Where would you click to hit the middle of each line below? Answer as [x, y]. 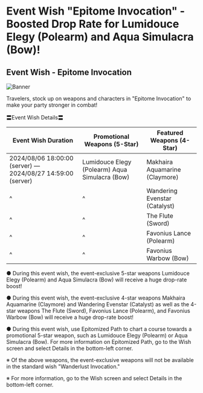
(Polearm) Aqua [105, 170]
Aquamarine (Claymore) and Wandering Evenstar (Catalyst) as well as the [98, 304]
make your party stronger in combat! [52, 105]
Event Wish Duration [43, 140]
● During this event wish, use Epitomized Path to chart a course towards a [99, 329]
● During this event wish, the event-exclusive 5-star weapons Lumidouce [98, 273]
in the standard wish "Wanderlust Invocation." [63, 366]
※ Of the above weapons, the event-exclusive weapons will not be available [100, 360]
